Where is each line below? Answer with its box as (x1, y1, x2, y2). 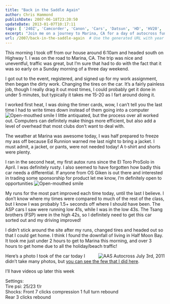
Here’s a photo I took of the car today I (5, 253, 86, 259)
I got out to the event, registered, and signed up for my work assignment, (5, 75, 158, 82)
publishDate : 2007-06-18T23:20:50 (5, 17, 78, 22)
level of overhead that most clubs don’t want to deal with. (5, 123, 125, 129)
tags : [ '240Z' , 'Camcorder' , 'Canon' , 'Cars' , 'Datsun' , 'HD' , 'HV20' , (5, 26, 162, 31)
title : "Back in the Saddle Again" (5, 7, 80, 13)
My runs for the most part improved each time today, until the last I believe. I (5, 190, 164, 196)
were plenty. (5, 149, 31, 155)
